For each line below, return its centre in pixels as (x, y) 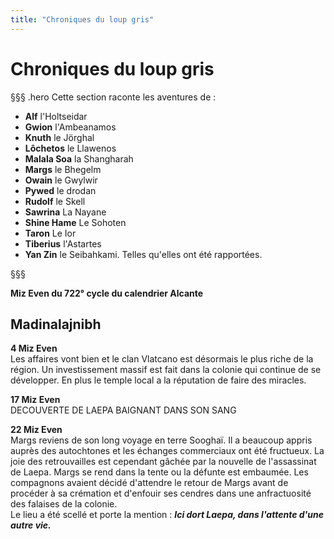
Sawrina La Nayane (65, 212)
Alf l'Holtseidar (56, 116)
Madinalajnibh (56, 324)
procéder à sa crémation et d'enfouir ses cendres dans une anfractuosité (161, 493)
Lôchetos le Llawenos (70, 148)
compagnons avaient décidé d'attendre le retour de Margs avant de (149, 483)
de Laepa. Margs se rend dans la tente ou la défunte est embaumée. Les (159, 472)
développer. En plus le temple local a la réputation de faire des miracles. (158, 380)
